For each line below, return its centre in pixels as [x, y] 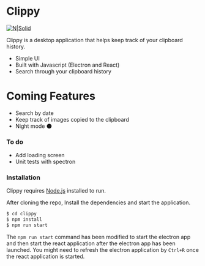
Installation [24, 177]
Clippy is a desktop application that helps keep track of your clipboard [95, 40]
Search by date [34, 113]
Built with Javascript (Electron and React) [67, 65]
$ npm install [24, 220]
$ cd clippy [21, 214]
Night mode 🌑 [34, 126]
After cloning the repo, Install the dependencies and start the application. [99, 202]
